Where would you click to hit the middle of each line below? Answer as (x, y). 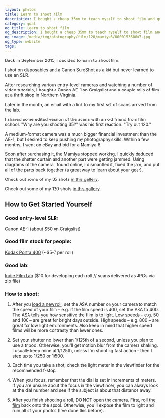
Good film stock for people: (38, 241)
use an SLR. (17, 75)
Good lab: (17, 265)
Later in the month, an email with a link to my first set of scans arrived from (81, 104)
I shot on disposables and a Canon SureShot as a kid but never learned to (79, 70)
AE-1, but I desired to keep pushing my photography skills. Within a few (77, 139)
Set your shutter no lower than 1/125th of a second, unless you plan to (83, 340)
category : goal (21, 23)
